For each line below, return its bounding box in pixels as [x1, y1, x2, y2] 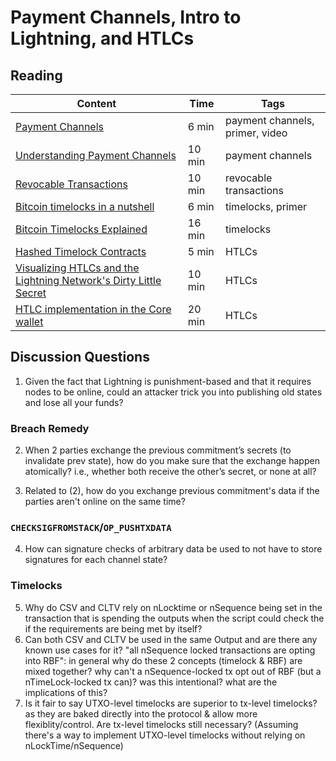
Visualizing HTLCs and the [15, 261, 140, 275]
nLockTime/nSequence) [24, 739, 124, 751]
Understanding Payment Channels [15, 149, 177, 162]
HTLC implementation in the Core [15, 302, 172, 316]
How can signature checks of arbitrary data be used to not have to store [24, 543, 323, 555]
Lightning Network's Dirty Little [15, 274, 162, 287]
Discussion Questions [10, 349, 150, 366]
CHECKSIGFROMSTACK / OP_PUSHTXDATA [10, 521, 172, 535]
